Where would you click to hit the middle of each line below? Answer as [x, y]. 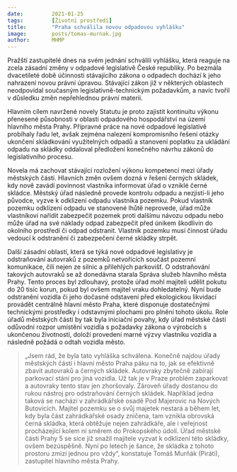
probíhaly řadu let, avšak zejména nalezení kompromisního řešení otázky [113, 134]
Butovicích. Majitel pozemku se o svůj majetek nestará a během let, [122, 408]
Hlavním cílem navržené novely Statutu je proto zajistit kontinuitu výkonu [113, 112]
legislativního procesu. [40, 157]
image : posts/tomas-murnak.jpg [64, 34]
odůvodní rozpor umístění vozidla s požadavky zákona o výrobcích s [107, 327]
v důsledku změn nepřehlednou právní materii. [75, 98]
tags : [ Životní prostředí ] [60, 21]
